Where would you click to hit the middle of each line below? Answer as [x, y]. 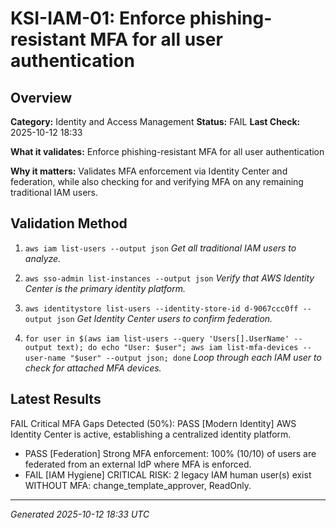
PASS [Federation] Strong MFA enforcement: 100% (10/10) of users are [170, 453]
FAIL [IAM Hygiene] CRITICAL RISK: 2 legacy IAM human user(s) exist [168, 474]
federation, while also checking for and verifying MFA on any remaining [157, 181]
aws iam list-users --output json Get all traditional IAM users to [160, 248]
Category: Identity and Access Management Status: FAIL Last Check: [155, 121]
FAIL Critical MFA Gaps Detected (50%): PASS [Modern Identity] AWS [153, 423]
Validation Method [69, 223]
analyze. [43, 258]
